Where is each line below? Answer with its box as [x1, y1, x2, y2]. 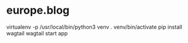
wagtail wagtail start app [6, 29, 68, 36]
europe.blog [6, 4, 70, 17]
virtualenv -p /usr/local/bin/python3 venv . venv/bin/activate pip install [6, 23, 183, 30]
